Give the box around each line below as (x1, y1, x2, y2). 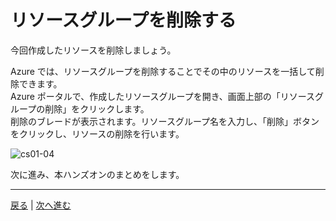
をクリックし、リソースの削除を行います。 (10, 127, 185, 140)
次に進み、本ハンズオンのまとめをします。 (10, 168, 185, 180)
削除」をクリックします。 (44, 102, 150, 115)
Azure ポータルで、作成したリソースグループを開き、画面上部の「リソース (10, 90, 316, 102)
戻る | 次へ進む (10, 199, 72, 211)
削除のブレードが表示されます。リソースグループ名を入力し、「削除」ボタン (10, 115, 320, 127)
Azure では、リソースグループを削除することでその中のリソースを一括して (10, 65, 316, 77)
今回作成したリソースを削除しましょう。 (10, 44, 177, 56)
